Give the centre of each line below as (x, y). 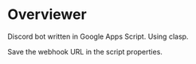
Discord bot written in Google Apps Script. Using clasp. (98, 36)
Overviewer (47, 15)
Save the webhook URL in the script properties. (85, 51)
